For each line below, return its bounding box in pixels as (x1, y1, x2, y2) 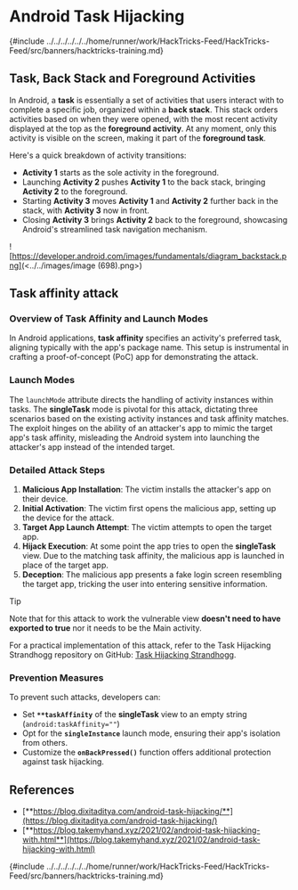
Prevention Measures (9, 671, 104, 683)
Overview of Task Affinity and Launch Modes (9, 313, 209, 325)
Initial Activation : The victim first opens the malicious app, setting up (21, 503, 277, 514)
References (9, 782, 75, 797)
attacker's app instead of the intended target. (9, 441, 175, 452)
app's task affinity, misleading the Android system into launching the (9, 432, 260, 443)
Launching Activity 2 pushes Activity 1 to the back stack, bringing (21, 176, 266, 187)
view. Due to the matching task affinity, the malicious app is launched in (21, 551, 285, 561)
